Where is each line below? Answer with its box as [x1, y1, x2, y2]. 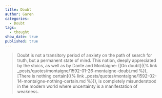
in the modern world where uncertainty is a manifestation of [17, 83, 138, 89]
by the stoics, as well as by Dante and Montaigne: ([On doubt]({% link [17, 62, 158, 68]
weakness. [17, 88, 39, 94]
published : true [5, 39, 38, 44]
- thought [9, 30, 29, 35]
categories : [5, 16, 29, 21]
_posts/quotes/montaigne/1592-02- [85, 73, 157, 78]
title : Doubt [5, 7, 32, 12]
